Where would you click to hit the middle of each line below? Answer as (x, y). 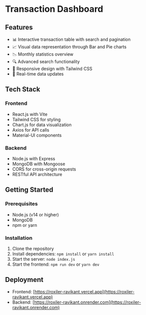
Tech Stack (23, 89)
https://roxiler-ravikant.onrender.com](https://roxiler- (88, 302)
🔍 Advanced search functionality (46, 62)
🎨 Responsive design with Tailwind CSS (52, 69)
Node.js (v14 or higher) (35, 214)
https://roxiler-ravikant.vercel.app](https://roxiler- (84, 291)
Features (19, 27)
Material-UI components (37, 135)
